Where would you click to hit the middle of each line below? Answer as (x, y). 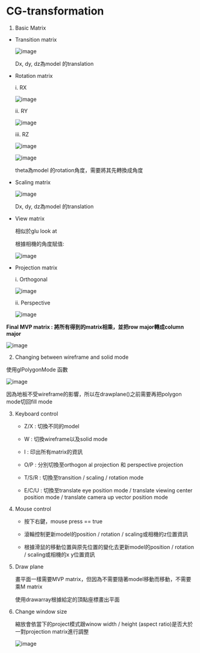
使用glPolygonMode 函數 (37, 369)
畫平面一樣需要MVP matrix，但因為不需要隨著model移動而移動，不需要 (103, 579)
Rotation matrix (34, 76)
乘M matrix (29, 587)
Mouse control (33, 509)
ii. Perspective (33, 303)
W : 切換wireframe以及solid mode (66, 439)
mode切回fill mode (30, 401)
